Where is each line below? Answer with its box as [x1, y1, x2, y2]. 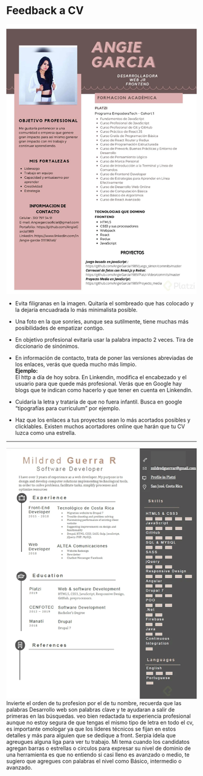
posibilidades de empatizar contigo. [14, 325, 105, 332]
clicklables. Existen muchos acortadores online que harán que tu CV [14, 423, 185, 430]
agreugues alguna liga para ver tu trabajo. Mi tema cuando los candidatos [6, 738, 190, 746]
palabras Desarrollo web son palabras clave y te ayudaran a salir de [6, 706, 175, 714]
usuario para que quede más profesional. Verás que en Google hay [14, 380, 182, 388]
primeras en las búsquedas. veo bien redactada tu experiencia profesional [6, 712, 192, 720]
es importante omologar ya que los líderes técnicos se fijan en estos [6, 725, 176, 733]
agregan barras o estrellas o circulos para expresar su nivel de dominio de [6, 744, 192, 752]
